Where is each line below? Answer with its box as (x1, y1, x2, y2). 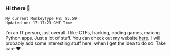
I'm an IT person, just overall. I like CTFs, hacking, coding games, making (5, 30, 160, 36)
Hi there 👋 (5, 5, 31, 12)
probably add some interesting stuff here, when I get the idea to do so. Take (5, 40, 166, 46)
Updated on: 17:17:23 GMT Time (5, 20, 72, 26)
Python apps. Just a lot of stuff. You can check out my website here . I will (5, 35, 161, 41)
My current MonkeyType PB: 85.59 (5, 16, 77, 21)
